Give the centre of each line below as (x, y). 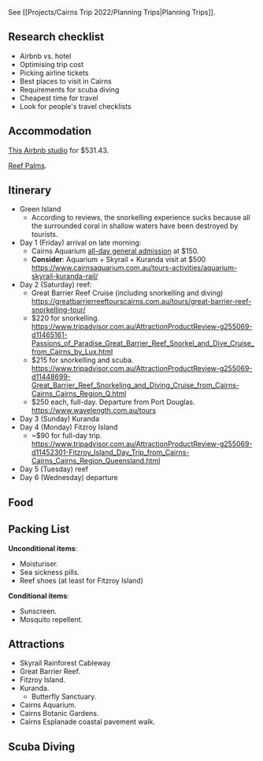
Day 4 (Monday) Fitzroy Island (69, 427)
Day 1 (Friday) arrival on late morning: (80, 243)
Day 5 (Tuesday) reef (54, 469)
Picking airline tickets (54, 73)
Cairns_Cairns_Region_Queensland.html (96, 461)
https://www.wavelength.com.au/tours (93, 410)
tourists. (44, 234)
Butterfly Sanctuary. (64, 697)
